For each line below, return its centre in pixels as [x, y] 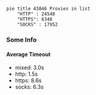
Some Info [22, 39]
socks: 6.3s [29, 87]
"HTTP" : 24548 [36, 14]
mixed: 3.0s [29, 68]
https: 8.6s [28, 80]
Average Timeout [28, 54]
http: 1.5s [26, 74]
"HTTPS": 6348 [35, 19]
